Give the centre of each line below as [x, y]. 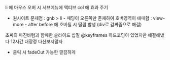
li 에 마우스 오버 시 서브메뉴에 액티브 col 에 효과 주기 [57, 7]
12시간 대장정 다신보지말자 [37, 41]
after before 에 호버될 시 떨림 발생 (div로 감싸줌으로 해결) [85, 24]
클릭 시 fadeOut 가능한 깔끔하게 [44, 52]
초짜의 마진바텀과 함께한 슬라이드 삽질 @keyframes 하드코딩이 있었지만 [76, 35]
